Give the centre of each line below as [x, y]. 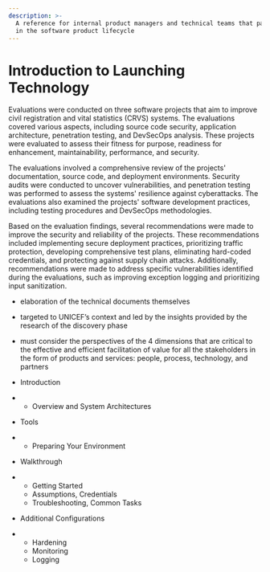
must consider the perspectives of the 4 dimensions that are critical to [136, 341]
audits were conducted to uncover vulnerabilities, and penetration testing [129, 185]
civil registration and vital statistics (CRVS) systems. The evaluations [122, 118]
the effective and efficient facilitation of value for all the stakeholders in [137, 349]
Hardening [49, 542]
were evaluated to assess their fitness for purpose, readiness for [115, 144]
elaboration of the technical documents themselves [105, 301]
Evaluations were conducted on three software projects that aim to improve [133, 110]
